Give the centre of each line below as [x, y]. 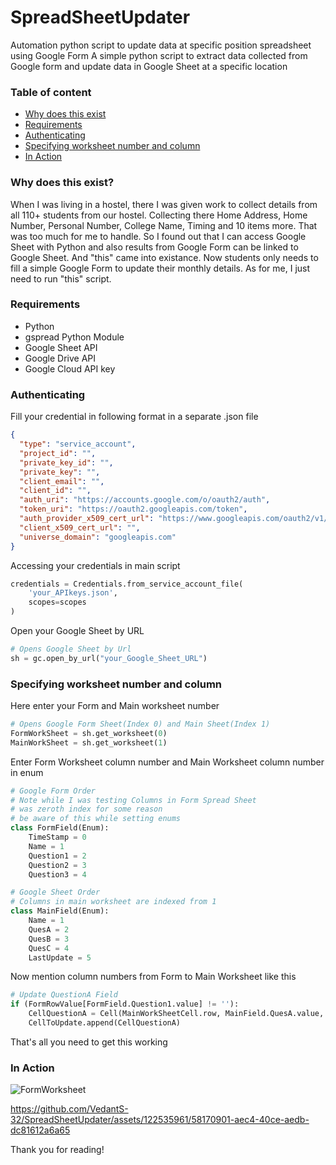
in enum [27, 772]
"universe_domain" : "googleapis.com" [98, 537]
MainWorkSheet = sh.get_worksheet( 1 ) [89, 742]
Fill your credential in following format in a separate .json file [134, 417]
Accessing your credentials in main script [95, 565]
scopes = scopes [57, 602]
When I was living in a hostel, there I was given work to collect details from [164, 204]
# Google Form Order [53, 791]
